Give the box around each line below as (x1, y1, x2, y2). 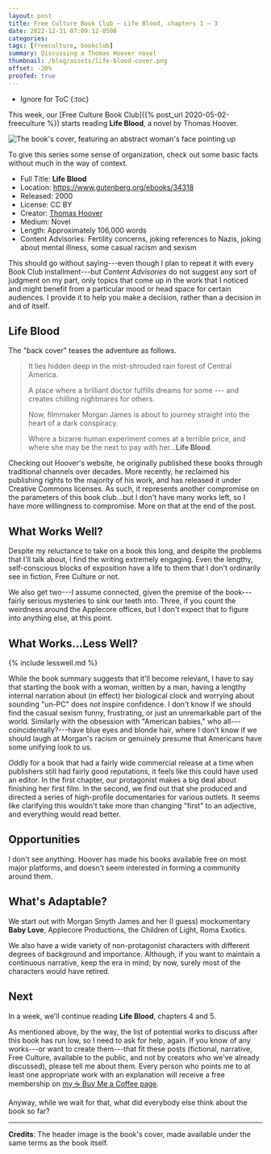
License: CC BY (19, 199, 73, 209)
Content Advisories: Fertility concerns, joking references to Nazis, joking (19, 233, 261, 243)
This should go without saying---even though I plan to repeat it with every (8, 258, 254, 267)
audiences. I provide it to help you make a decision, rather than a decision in (8, 292, 261, 302)
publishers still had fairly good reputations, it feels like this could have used (8, 766, 258, 776)
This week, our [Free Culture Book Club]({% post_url (8, 110, 183, 120)
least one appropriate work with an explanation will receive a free (8, 1069, 226, 1079)
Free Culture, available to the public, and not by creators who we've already (8, 1052, 260, 1062)
